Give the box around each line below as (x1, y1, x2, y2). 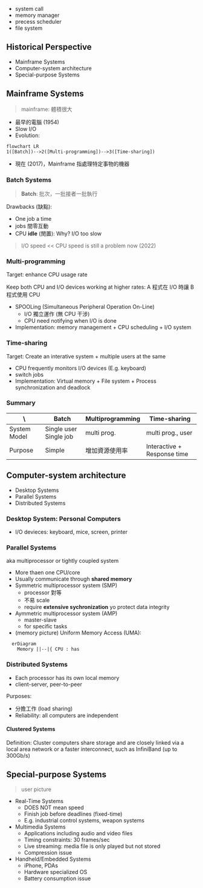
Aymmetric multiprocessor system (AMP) (14, 610, 118, 617)
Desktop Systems (14, 486, 59, 494)
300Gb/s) (6, 752, 30, 759)
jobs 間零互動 (14, 222, 49, 229)
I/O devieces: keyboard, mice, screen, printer (14, 528, 128, 536)
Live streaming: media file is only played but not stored (24, 843, 161, 850)
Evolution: (14, 132, 40, 139)
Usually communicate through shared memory (14, 576, 132, 583)
